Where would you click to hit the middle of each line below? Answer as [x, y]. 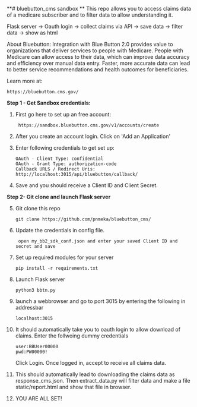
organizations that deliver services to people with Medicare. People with [95, 51]
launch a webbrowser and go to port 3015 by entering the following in [100, 301]
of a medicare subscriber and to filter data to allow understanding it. [90, 15]
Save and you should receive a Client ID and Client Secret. [86, 185]
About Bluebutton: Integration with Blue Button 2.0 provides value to [90, 44]
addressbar [29, 307]
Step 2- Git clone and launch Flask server [59, 197]
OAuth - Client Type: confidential [59, 159]
